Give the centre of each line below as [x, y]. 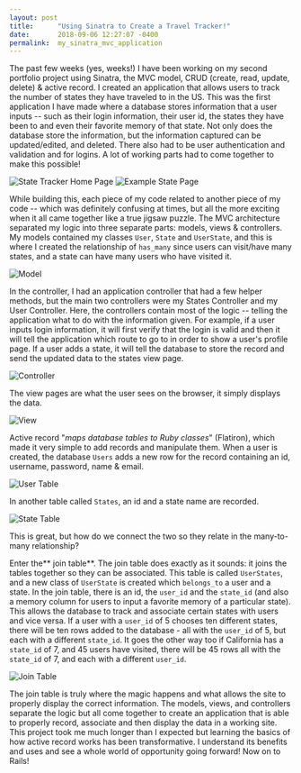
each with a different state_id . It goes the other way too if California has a [147, 640]
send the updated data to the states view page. [97, 359]
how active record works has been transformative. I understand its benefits [148, 742]
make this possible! [45, 164]
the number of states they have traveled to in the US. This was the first [140, 97]
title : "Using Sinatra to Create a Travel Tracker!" [120, 26]
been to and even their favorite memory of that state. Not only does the [141, 126]
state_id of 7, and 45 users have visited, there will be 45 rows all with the [145, 650]
